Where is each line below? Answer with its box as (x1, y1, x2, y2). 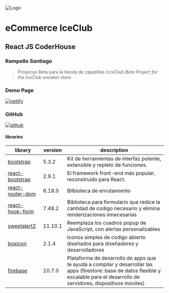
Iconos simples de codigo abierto (67, 234, 146, 241)
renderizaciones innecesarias (67, 211, 137, 218)
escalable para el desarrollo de (67, 273, 140, 280)
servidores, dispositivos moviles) (67, 279, 145, 286)
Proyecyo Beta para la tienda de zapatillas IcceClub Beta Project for (17, 68, 158, 75)
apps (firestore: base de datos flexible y (67, 267, 161, 274)
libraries (5, 134, 23, 140)
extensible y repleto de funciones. (67, 161, 147, 168)
